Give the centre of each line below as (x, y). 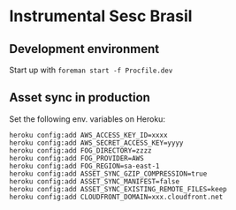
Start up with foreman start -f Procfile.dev (91, 70)
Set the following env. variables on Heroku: (88, 119)
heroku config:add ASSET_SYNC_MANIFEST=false (94, 181)
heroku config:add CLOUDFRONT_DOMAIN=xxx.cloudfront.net (116, 197)
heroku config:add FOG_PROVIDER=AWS (76, 158)
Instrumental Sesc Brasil (101, 16)
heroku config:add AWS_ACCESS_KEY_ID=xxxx (88, 135)
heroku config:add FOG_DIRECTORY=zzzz (80, 150)
